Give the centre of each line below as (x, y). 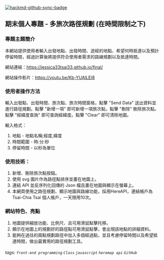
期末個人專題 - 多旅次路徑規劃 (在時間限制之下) (75, 24)
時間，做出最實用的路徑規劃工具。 (51, 241)
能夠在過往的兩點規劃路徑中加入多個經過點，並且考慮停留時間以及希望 (83, 235)
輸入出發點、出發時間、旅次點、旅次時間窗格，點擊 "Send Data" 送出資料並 (81, 103)
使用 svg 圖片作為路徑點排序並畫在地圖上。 (55, 179)
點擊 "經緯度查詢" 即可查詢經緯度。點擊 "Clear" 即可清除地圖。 (68, 115)
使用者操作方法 (23, 91)
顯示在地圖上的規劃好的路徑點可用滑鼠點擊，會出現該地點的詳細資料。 (83, 229)
